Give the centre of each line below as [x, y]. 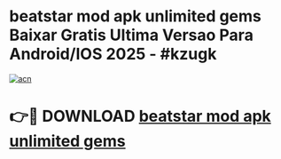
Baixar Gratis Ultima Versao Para [132, 35]
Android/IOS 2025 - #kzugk [113, 54]
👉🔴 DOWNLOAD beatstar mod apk [140, 116]
